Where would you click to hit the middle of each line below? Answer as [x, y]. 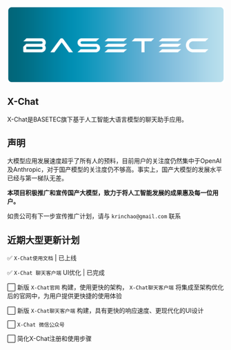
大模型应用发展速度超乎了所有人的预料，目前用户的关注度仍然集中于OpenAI [114, 161]
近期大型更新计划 [43, 240]
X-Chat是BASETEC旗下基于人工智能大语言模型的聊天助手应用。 [98, 119]
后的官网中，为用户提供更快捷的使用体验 [64, 296]
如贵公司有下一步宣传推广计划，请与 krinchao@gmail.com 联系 [94, 216]
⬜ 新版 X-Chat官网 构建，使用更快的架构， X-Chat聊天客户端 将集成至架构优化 [115, 287]
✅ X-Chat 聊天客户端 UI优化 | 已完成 [56, 273]
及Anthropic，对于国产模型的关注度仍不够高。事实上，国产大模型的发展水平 [115, 170]
